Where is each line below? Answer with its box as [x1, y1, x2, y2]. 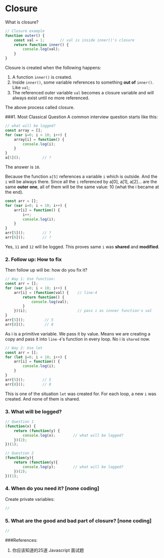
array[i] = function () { [14, 137, 65, 142]
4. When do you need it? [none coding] [5, 485, 99, 492]
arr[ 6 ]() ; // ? [5, 235, 51, 240]
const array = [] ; [5, 128, 43, 133]
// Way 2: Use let [5, 345, 43, 350]
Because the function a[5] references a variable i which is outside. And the [5, 174, 158, 179]
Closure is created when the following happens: [5, 65, 101, 71]
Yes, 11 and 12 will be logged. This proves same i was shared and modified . [5, 244, 160, 249]
